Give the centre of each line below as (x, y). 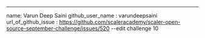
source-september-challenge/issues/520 (58, 28)
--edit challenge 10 (135, 28)
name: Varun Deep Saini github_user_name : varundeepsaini (82, 15)
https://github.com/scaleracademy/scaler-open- (120, 22)
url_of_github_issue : (32, 22)
